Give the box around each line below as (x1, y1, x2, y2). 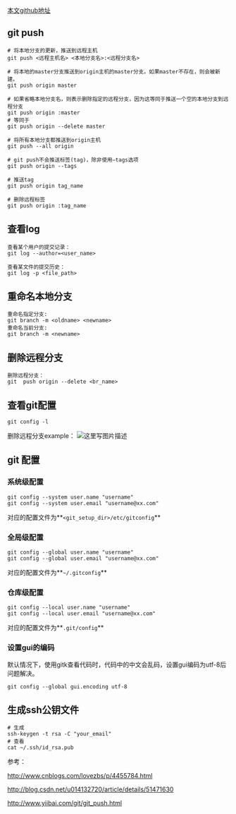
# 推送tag (7, 176, 34, 183)
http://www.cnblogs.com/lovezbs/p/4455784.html (7, 772, 153, 780)
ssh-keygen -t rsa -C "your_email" (7, 731, 112, 738)
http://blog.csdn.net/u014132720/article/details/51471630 (7, 785, 174, 794)
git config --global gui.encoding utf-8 (7, 683, 128, 690)
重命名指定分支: (7, 311, 48, 318)
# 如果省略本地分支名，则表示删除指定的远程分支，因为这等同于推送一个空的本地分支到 (7, 95, 223, 102)
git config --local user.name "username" (7, 604, 131, 612)
